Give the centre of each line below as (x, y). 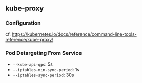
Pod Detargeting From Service (44, 53)
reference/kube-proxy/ (29, 39)
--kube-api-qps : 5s (33, 64)
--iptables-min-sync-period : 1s (46, 69)
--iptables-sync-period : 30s (43, 75)
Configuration (23, 23)
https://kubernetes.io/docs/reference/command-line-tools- (74, 34)
